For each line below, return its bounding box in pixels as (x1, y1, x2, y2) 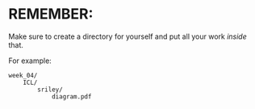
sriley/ (37, 86, 63, 94)
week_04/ (8, 71, 38, 79)
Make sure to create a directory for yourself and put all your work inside (8, 31, 248, 41)
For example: (8, 56, 52, 65)
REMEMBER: (8, 5, 94, 23)
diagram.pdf (51, 92, 92, 101)
